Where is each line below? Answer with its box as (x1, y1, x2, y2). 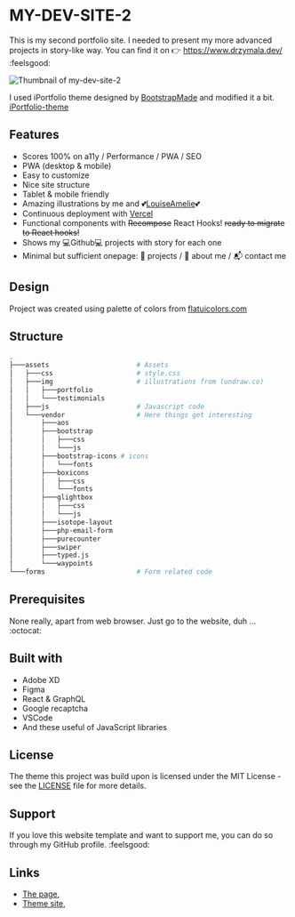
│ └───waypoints (9, 559, 93, 568)
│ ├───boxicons (9, 468, 90, 477)
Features (9, 127, 60, 142)
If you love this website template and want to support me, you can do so (9, 830, 274, 841)
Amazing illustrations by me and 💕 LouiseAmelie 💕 (21, 197, 201, 209)
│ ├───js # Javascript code (9, 402, 204, 411)
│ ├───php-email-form (9, 526, 114, 535)
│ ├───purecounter (9, 535, 101, 543)
